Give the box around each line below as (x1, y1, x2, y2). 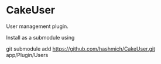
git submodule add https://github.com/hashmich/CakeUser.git (6, 45, 155, 52)
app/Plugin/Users (6, 51, 49, 58)
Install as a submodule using (6, 34, 75, 41)
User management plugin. (6, 23, 68, 30)
